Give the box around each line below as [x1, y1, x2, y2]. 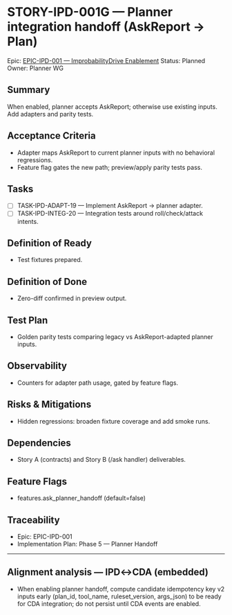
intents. [17, 217, 39, 225]
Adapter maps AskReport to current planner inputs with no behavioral [17, 148, 215, 157]
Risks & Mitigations [7, 399, 92, 410]
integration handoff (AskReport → [7, 19, 205, 35]
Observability [7, 360, 68, 372]
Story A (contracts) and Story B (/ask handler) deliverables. [17, 456, 186, 464]
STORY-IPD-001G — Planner [7, 4, 173, 20]
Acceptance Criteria [7, 130, 96, 142]
